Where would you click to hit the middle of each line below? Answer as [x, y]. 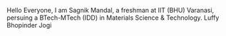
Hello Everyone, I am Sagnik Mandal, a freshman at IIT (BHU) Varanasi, [111, 10]
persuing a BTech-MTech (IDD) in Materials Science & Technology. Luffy [113, 18]
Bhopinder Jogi [29, 25]
